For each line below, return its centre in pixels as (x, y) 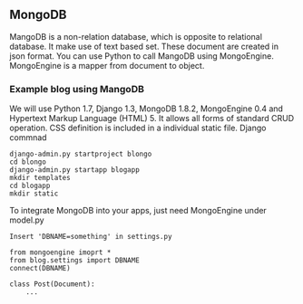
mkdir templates (40, 178)
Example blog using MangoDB (77, 89)
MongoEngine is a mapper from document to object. (107, 65)
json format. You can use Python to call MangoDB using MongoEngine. (142, 56)
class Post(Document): (52, 284)
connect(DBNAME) (40, 269)
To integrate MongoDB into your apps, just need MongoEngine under (138, 211)
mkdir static (34, 194)
